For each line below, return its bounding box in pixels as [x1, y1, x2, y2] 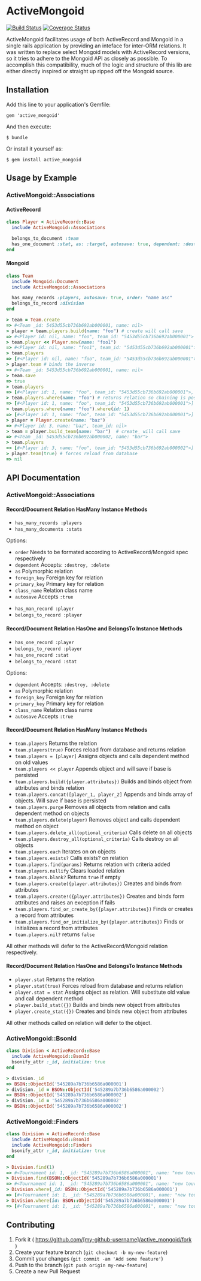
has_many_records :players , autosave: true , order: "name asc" [11, 295, 172, 301]
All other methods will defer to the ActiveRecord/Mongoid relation [6, 942, 168, 949]
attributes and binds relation [14, 784, 85, 791]
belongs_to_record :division [11, 300, 84, 306]
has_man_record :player [14, 606, 75, 612]
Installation [6, 85, 49, 95]
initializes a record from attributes [14, 924, 98, 931]
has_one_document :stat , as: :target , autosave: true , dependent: [11, 241, 181, 247]
